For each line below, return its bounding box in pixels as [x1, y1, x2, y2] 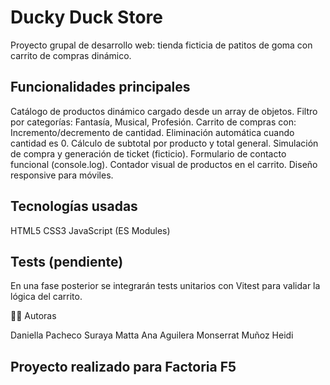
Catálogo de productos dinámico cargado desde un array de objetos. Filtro [10, 105, 318, 117]
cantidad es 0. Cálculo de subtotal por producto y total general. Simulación [10, 137, 319, 149]
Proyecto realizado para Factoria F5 [10, 358, 237, 375]
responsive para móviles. [10, 169, 114, 181]
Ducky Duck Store [10, 6, 163, 29]
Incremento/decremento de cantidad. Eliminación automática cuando [10, 126, 295, 138]
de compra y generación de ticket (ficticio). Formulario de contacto [10, 147, 287, 160]
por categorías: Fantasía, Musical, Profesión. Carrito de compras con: [10, 116, 297, 128]
